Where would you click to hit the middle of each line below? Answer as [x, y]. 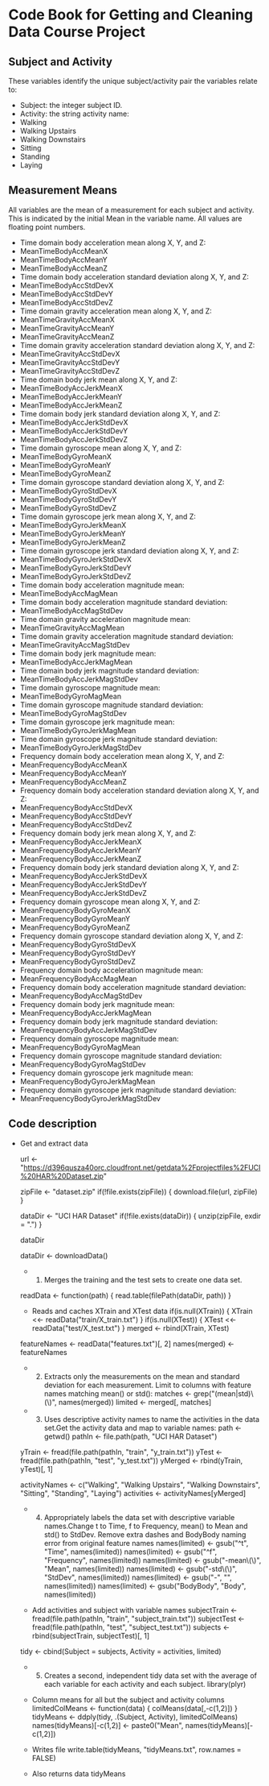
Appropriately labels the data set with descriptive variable [139, 1517]
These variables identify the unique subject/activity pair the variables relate [133, 81]
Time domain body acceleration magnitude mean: [102, 585]
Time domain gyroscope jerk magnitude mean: [97, 722]
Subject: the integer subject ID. [71, 105]
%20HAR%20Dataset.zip [62, 1176]
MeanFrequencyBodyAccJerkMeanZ [81, 859]
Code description [53, 1124]
